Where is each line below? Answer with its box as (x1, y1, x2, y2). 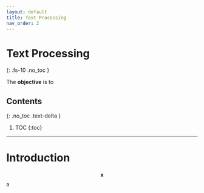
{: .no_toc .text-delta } (6, 112, 61, 119)
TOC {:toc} (15, 124, 42, 132)
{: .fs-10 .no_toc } (6, 66, 50, 74)
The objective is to (6, 79, 54, 86)
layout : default (6, 9, 47, 15)
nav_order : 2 (6, 20, 39, 26)
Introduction (6, 151, 70, 165)
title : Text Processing (6, 15, 67, 21)
